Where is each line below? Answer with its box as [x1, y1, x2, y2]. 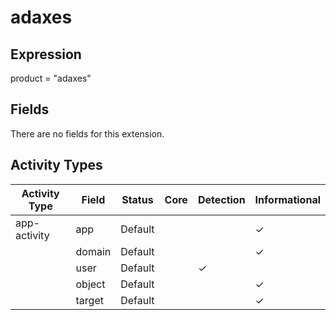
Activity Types [10, 157, 103, 174]
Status [121, 192, 154, 206]
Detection [197, 192, 246, 206]
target [75, 293, 104, 307]
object [75, 277, 106, 291]
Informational [254, 192, 321, 206]
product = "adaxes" [10, 72, 92, 84]
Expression [10, 46, 82, 63]
